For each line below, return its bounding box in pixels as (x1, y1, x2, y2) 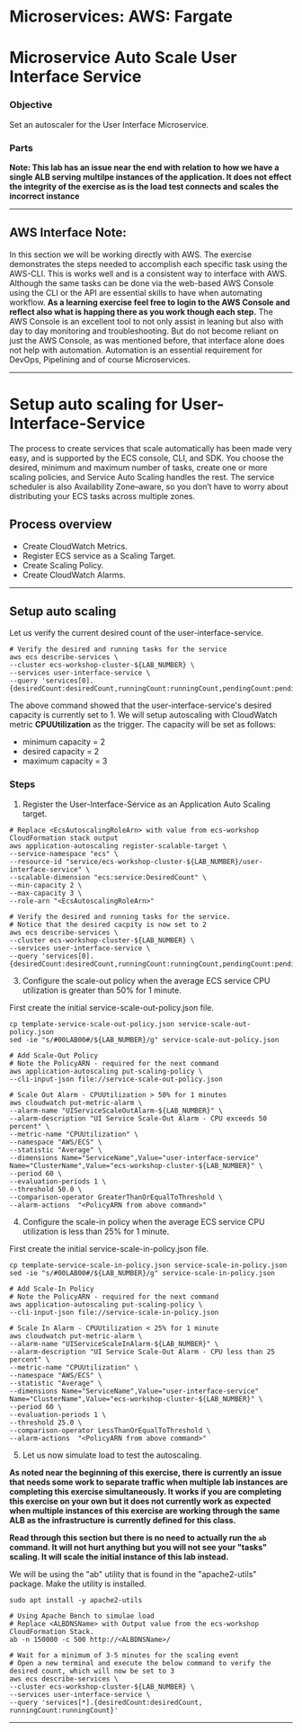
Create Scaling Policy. (22, 559, 104, 570)
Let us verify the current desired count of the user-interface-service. (9, 628, 264, 638)
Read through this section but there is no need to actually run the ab (9, 1531, 267, 1543)
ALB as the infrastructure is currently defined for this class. (9, 1514, 236, 1525)
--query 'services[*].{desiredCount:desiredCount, (9, 1698, 203, 1707)
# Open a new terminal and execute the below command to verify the (9, 1658, 271, 1667)
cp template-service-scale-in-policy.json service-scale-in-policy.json (9, 1261, 288, 1270)
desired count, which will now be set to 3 (9, 1666, 175, 1675)
